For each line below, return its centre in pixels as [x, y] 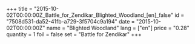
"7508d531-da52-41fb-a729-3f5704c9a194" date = [71, 21]
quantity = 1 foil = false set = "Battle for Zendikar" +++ [74, 34]
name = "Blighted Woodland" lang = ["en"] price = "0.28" [118, 28]
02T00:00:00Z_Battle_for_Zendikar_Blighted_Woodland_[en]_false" [90, 15]
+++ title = [20, 9]
